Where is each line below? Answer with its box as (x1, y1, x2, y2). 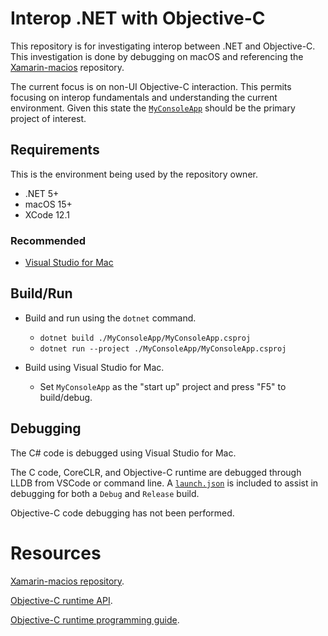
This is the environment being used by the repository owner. (10, 168, 258, 180)
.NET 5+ (24, 187, 60, 199)
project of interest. (10, 112, 87, 124)
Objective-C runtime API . (10, 594, 113, 606)
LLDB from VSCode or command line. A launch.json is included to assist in (10, 477, 319, 489)
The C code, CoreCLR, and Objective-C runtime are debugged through (10, 466, 302, 478)
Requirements (10, 142, 100, 159)
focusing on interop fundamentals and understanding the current (10, 91, 278, 103)
